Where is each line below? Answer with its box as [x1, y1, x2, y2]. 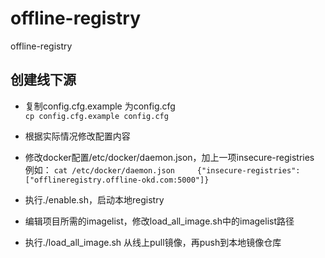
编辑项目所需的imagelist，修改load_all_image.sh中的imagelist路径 [24, 215, 295, 227]
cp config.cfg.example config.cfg [24, 111, 169, 121]
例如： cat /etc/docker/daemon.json [24, 163, 176, 176]
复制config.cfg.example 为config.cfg [24, 100, 176, 112]
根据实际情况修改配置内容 [24, 130, 131, 142]
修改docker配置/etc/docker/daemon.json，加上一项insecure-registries [24, 151, 315, 163]
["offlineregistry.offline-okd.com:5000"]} [24, 175, 210, 185]
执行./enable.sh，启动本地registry [24, 193, 165, 206]
